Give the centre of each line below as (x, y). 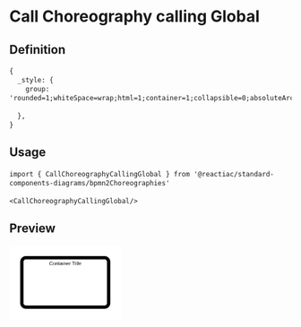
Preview (33, 229)
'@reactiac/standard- (234, 174)
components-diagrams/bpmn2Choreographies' (90, 183)
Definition (37, 50)
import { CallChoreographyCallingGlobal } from (100, 174)
